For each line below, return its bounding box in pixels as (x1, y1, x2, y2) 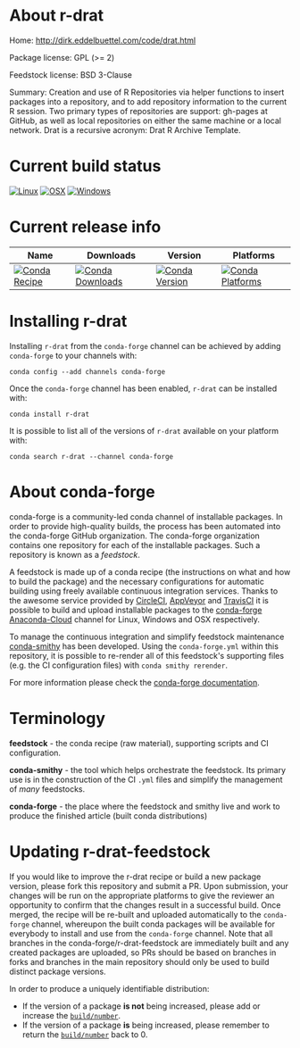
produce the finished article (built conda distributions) (9, 810, 208, 821)
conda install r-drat (9, 410, 90, 419)
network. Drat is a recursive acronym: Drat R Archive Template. (9, 124, 241, 135)
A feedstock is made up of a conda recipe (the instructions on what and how (9, 566, 291, 577)
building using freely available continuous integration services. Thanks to (9, 586, 279, 596)
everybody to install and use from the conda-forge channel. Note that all (9, 927, 273, 938)
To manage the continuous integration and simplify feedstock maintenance (9, 631, 285, 642)
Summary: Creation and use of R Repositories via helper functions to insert (9, 87, 285, 97)
